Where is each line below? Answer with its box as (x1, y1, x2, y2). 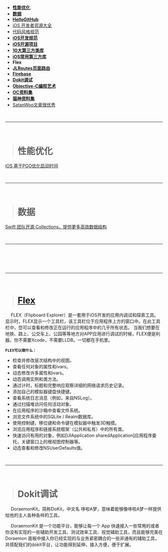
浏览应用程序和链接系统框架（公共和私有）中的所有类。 (12, 426, 126, 432)
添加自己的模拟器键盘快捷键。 (12, 388, 74, 394)
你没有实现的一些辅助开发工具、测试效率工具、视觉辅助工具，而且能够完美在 (5, 529, 163, 535)
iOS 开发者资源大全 (12, 23, 52, 29)
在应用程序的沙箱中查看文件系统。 (12, 407, 83, 413)
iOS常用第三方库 (12, 54, 46, 60)
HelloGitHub (12, 17, 39, 23)
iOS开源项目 (12, 41, 38, 47)
